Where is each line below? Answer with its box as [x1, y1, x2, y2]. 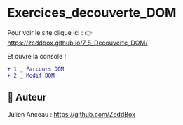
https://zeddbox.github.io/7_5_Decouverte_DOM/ [7, 38, 148, 47]
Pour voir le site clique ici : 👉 [7, 28, 93, 36]
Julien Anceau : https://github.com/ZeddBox [7, 110, 135, 118]
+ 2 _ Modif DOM [7, 72, 55, 79]
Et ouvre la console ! [7, 52, 67, 60]
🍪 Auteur [7, 91, 47, 103]
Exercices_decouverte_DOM [7, 5, 177, 21]
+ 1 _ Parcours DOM [7, 65, 65, 73]
